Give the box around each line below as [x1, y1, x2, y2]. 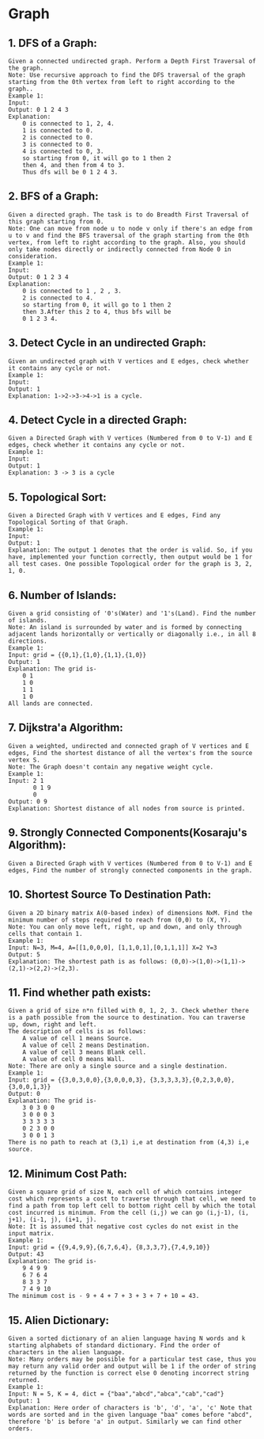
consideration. [8, 252, 58, 260]
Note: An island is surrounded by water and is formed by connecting [8, 624, 243, 632]
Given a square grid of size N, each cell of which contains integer [8, 1188, 243, 1197]
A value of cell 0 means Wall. [22, 1055, 126, 1063]
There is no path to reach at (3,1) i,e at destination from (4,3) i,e [8, 1139, 249, 1147]
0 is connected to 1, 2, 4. [22, 120, 115, 128]
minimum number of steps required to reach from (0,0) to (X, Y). [8, 916, 232, 924]
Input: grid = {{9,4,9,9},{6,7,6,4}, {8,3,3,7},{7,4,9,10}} [8, 1243, 211, 1252]
